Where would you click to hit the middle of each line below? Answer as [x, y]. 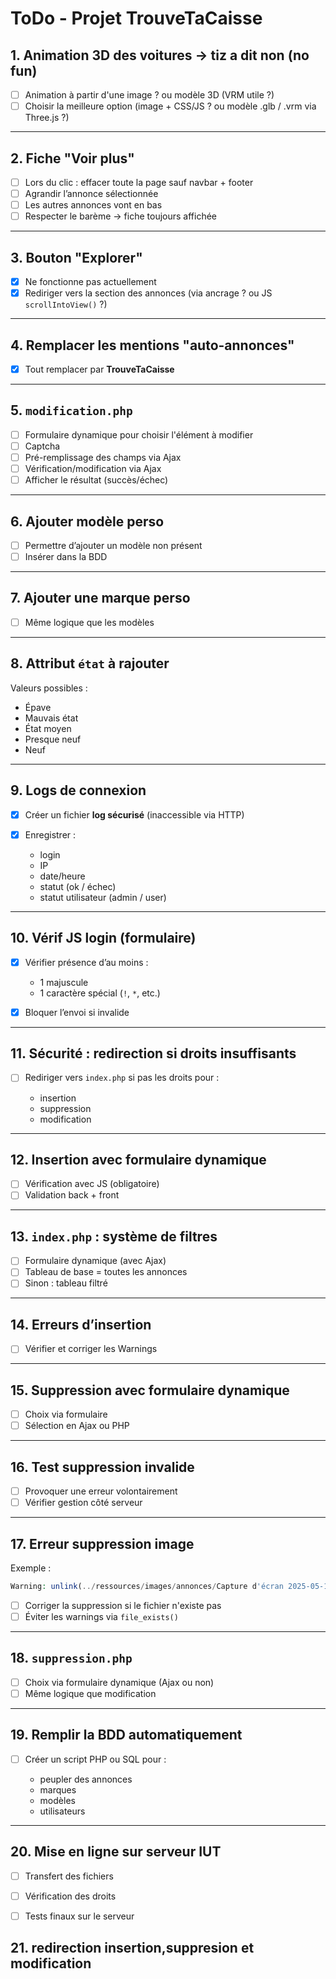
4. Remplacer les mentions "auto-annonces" [152, 345]
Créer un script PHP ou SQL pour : [95, 1759]
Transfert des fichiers [69, 1876]
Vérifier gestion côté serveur [83, 1503]
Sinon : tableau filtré [66, 1283]
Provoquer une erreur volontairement [101, 1491]
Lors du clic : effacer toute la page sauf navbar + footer [139, 182]
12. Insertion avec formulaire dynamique [138, 1159]
